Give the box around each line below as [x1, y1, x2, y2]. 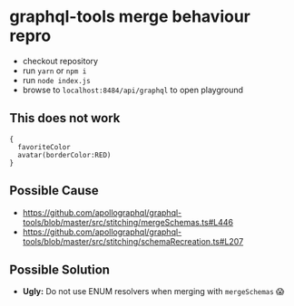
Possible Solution [9, 262, 111, 277]
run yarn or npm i [22, 65, 87, 76]
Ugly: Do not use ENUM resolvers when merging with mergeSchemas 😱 [22, 286, 285, 297]
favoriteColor [17, 142, 71, 151]
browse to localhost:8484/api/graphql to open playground [22, 84, 243, 95]
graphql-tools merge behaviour [9, 6, 251, 27]
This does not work [9, 110, 121, 126]
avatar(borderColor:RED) [17, 150, 112, 159]
